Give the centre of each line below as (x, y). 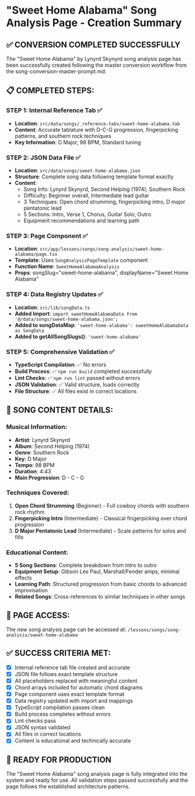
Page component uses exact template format (69, 694)
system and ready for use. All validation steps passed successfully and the (97, 780)
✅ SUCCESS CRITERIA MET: (58, 653)
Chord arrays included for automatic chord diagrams (79, 687)
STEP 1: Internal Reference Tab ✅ (54, 111)
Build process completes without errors (63, 714)
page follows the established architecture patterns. (68, 787)
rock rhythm (30, 512)
